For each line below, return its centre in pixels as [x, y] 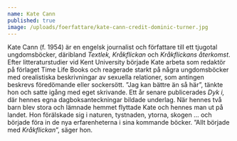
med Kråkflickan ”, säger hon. [50, 130]
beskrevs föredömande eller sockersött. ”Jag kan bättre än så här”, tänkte [115, 85]
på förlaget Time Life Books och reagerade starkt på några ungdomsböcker [118, 70]
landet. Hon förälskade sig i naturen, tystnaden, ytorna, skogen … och [110, 115]
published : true [31, 21]
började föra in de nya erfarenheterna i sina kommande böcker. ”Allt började [118, 123]
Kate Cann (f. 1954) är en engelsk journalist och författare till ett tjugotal [112, 47]
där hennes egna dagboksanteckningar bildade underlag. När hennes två [115, 100]
